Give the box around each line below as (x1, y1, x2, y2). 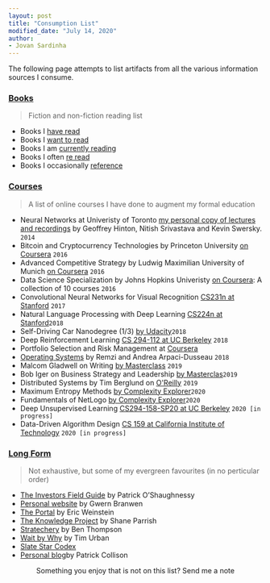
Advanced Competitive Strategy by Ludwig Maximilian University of (19, 257, 245, 267)
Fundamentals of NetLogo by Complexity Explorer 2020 (19, 394, 201, 404)
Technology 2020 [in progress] (19, 427, 127, 437)
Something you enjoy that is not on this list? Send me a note (35, 566, 235, 576)
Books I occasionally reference (19, 160, 123, 170)
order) (27, 475, 50, 485)
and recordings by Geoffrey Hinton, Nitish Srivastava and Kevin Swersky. (19, 223, 263, 233)
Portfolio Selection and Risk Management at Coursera (19, 344, 199, 353)
